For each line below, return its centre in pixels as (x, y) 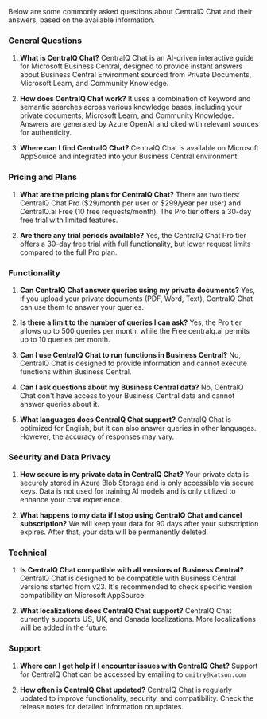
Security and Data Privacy (60, 457)
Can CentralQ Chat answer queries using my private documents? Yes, (137, 290)
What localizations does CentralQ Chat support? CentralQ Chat (126, 611)
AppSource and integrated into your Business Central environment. (130, 156)
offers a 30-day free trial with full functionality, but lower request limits (135, 244)
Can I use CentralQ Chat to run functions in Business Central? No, (130, 354)
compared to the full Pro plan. (68, 252)
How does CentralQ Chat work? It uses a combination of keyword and (135, 99)
